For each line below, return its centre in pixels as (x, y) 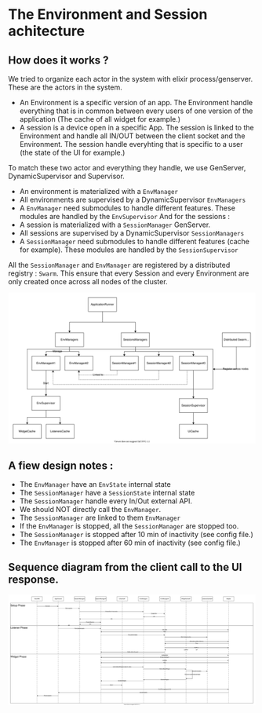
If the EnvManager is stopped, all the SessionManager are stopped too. (129, 526)
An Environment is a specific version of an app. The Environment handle (136, 102)
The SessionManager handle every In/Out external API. (106, 501)
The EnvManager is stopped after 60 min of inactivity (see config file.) (130, 543)
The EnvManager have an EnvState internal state (95, 484)
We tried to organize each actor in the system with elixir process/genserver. (131, 79)
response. (33, 580)
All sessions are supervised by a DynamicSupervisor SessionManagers (132, 233)
